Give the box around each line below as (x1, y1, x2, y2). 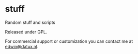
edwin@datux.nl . (5, 43, 39, 49)
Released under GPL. (5, 29, 47, 35)
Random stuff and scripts (5, 19, 56, 25)
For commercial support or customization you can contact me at (5, 38, 133, 44)
